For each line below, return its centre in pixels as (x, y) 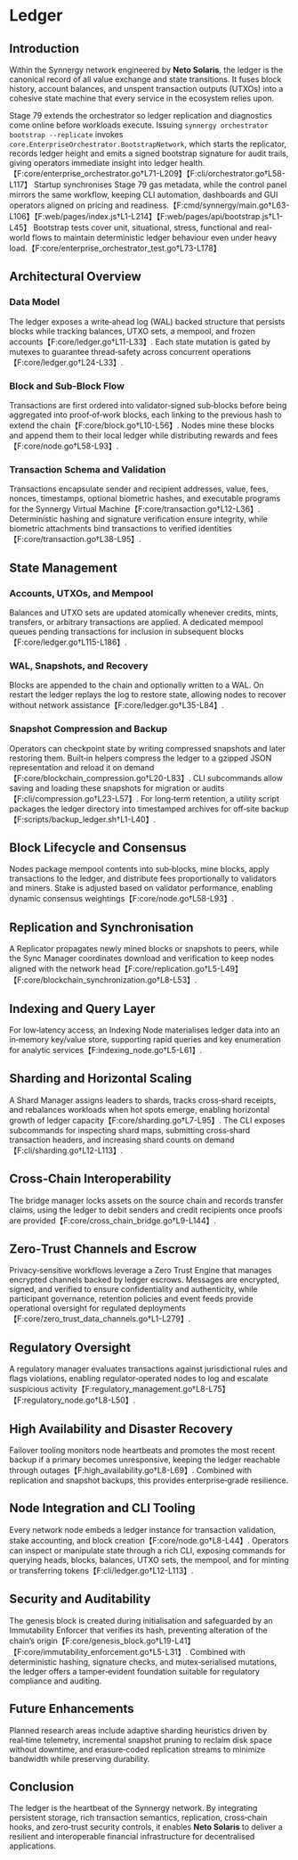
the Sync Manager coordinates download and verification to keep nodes (141, 959)
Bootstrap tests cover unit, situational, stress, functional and (143, 227)
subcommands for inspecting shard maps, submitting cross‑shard (130, 1130)
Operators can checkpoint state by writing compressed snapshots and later (148, 748)
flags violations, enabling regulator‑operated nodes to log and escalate (139, 1379)
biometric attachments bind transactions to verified (103, 529)
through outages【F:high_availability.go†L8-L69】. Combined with (130, 1470)
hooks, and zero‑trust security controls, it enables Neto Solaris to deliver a (146, 1827)
